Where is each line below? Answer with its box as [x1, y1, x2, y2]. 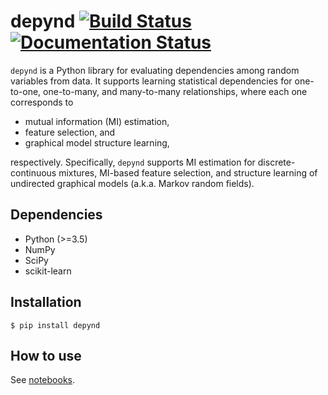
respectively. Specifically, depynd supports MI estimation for [10, 156, 256, 168]
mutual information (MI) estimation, [24, 115, 170, 127]
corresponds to [10, 96, 74, 108]
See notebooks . [10, 374, 76, 386]
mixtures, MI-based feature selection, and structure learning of [58, 166, 318, 179]
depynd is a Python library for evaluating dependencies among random [10, 64, 300, 76]
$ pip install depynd [10, 320, 101, 330]
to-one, [10, 85, 42, 97]
